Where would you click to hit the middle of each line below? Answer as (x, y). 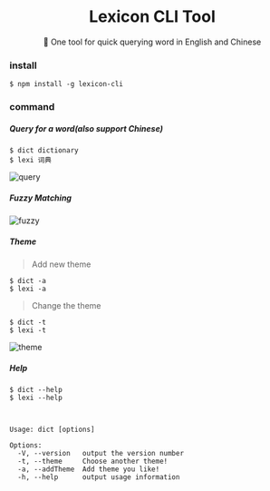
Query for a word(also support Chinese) (86, 128)
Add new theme (61, 264)
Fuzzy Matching (41, 198)
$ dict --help (36, 390)
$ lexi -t (28, 330)
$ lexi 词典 (30, 161)
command (32, 107)
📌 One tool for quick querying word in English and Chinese (152, 42)
